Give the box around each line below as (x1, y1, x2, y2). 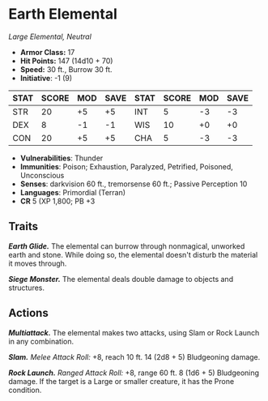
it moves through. (8, 258, 67, 268)
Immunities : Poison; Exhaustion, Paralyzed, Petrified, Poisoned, (19, 161, 233, 171)
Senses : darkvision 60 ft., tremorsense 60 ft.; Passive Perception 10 (19, 179, 248, 189)
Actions (8, 306, 49, 320)
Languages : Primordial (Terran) (19, 187, 126, 197)
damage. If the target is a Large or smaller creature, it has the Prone (8, 376, 235, 386)
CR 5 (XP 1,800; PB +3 (19, 196, 96, 206)
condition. (8, 385, 42, 395)
